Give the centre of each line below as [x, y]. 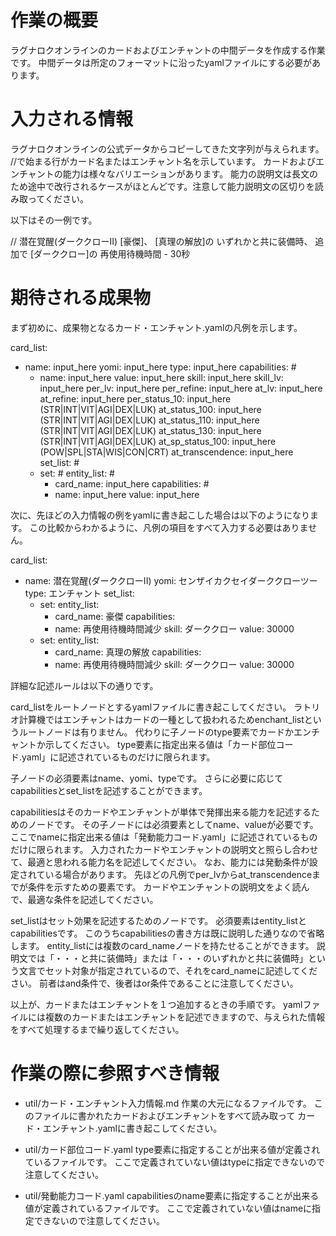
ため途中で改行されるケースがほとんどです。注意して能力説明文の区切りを [162, 186]
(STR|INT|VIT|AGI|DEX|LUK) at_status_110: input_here [149, 420]
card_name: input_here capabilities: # [132, 483]
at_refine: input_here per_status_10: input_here [135, 398]
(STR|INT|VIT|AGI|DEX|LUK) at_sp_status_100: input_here [158, 441]
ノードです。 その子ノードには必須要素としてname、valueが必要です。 [173, 824]
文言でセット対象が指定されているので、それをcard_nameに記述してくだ [168, 970]
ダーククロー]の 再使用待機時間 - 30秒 [112, 253]
